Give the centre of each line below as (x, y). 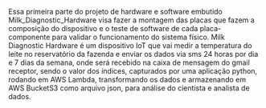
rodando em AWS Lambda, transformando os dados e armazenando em (127, 80)
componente (29, 37)
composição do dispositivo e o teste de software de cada (103, 28)
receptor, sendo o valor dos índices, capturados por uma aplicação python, (133, 71)
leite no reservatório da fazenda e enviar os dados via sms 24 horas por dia (133, 54)
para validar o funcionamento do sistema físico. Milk (138, 37)
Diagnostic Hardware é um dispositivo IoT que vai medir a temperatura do (130, 46)
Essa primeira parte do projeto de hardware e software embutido (116, 12)
